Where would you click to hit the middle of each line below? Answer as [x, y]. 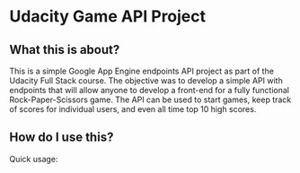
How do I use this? [62, 138]
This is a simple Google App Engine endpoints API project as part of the [141, 71]
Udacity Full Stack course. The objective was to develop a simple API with [146, 81]
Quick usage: [34, 159]
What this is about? [65, 50]
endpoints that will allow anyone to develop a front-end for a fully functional [150, 90]
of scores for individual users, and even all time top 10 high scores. [133, 109]
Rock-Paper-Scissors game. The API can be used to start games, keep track [150, 99]
